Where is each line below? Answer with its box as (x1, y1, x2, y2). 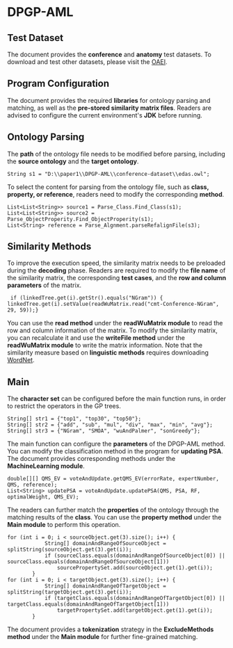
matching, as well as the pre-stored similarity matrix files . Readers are (7, 104, 212, 112)
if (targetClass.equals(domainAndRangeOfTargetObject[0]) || (44, 595, 226, 602)
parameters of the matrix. (7, 281, 82, 289)
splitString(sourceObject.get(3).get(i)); (7, 546, 132, 553)
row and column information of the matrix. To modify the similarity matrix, (7, 326, 218, 334)
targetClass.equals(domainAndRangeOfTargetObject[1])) (7, 601, 170, 608)
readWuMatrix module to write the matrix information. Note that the (7, 341, 203, 350)
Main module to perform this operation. (7, 521, 121, 529)
